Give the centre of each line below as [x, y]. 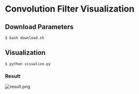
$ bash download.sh [25, 38]
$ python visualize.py [28, 64]
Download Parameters [39, 27]
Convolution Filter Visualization [70, 9]
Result [13, 76]
